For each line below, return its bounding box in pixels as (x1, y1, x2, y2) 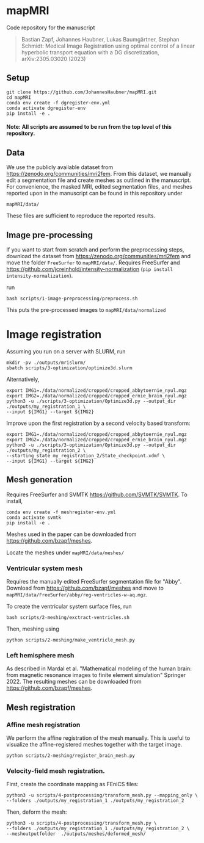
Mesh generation (6, 474, 73, 485)
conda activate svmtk (6, 514, 62, 521)
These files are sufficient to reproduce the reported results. (6, 212, 156, 220)
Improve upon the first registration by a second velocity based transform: (6, 419, 191, 427)
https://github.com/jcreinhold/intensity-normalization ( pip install (6, 265, 173, 272)
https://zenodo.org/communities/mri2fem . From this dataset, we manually (6, 170, 192, 178)
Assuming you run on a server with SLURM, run (6, 347, 126, 355)
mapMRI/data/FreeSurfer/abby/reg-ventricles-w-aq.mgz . (6, 591, 148, 598)
